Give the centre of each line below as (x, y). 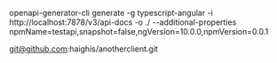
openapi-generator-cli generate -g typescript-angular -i (111, 13)
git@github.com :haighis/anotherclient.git (83, 49)
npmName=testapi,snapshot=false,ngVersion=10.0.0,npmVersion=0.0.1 (139, 31)
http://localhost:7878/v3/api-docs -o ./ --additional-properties (123, 22)
